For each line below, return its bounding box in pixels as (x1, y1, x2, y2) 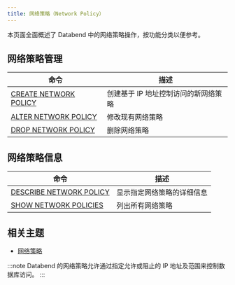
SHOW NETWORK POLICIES (10, 200, 104, 210)
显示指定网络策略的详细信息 (116, 188, 208, 197)
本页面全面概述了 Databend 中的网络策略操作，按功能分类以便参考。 (7, 30, 204, 39)
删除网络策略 (106, 125, 149, 135)
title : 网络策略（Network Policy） (7, 10, 105, 18)
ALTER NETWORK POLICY (10, 112, 97, 122)
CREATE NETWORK (10, 89, 76, 99)
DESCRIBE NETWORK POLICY (10, 187, 110, 197)
